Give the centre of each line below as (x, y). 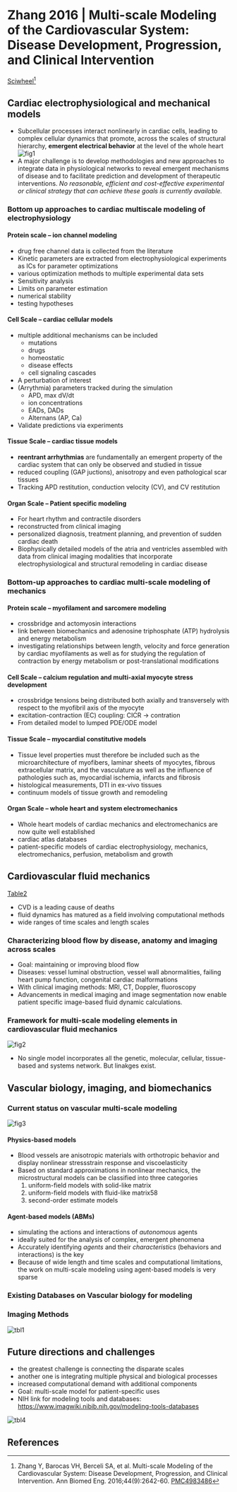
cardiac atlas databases (52, 839)
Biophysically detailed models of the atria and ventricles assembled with (122, 549)
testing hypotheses (45, 303)
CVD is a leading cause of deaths (66, 907)
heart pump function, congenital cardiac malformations (98, 979)
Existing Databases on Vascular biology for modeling (100, 1296)
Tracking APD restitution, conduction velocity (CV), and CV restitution (119, 487)
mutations (43, 342)
